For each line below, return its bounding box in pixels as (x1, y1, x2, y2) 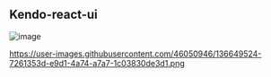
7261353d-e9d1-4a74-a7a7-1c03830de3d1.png (9, 57, 186, 68)
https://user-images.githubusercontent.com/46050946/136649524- (9, 48, 262, 59)
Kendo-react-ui (9, 7, 99, 22)
